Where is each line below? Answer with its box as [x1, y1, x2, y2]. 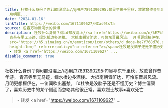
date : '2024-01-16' [5, 16, 46, 21]
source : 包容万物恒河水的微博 [5, 26, 61, 31]
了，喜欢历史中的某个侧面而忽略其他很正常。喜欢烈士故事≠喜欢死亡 [5, 87, 144, 93]
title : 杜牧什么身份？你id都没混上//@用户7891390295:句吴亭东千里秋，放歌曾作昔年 [5, 7, 161, 12]
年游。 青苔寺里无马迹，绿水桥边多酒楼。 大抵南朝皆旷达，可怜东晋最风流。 [5, 74, 161, 80]
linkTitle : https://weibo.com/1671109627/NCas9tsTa [5, 21, 115, 26]
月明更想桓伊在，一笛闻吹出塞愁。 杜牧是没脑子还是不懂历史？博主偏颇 [5, 80, 155, 86]
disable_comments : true [5, 53, 55, 59]
